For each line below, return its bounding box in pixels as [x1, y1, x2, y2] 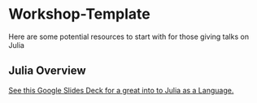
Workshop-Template [8, 5, 150, 24]
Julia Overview [8, 64, 87, 78]
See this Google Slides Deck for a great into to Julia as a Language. [8, 85, 234, 95]
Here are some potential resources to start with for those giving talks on [8, 32, 250, 41]
